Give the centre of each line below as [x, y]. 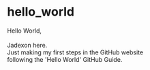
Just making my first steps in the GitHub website [75, 52]
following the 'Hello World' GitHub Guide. [65, 59]
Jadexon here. [27, 45]
